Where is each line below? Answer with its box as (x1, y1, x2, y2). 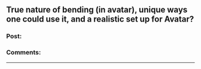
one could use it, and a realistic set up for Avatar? (6, 14, 194, 25)
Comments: (6, 48, 41, 56)
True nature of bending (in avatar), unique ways (6, 5, 188, 15)
